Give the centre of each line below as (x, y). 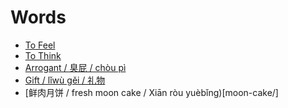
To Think (43, 55)
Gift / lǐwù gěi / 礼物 (65, 80)
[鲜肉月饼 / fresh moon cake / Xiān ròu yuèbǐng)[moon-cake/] (151, 92)
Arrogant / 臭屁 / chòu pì (75, 67)
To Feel (40, 45)
